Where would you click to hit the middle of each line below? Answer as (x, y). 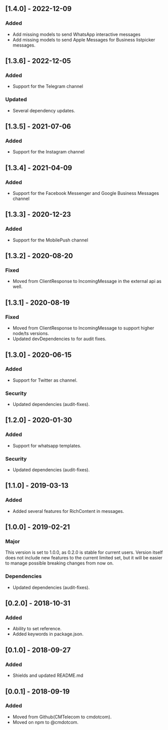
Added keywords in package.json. (48, 634)
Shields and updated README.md (48, 675)
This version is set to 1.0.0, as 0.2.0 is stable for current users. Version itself (84, 552)
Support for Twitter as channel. (45, 380)
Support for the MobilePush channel (50, 240)
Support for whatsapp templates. (47, 445)
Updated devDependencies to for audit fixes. (59, 339)
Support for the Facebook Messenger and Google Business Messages (86, 193)
